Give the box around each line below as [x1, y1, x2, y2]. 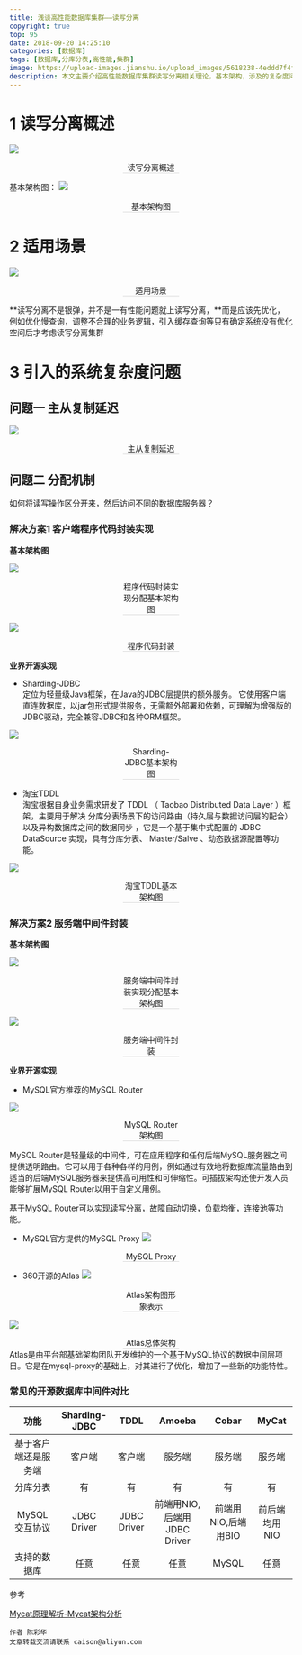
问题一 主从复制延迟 [9, 400, 119, 416]
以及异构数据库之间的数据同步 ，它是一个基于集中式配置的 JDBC [22, 821, 262, 832]
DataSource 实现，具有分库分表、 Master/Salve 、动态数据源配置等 [22, 833, 271, 844]
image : [9, 64, 34, 73]
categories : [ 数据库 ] [9, 47, 86, 56]
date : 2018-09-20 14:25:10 [9, 38, 111, 48]
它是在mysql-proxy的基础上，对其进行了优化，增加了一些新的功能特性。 [24, 1360, 292, 1371]
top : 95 [9, 30, 39, 39]
